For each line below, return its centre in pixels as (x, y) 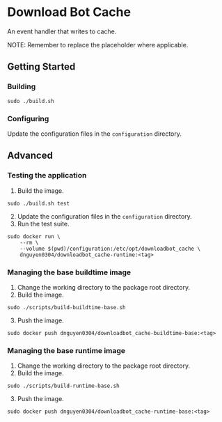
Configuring (28, 118)
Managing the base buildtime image (69, 272)
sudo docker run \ (34, 236)
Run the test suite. (43, 224)
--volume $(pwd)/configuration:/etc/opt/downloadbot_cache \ (110, 249)
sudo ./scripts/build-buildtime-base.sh (67, 307)
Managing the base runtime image (66, 350)
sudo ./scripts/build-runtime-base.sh (63, 386)
